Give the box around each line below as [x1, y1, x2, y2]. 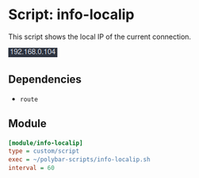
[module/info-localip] [8, 139, 83, 147]
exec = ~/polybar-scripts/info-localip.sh [8, 156, 151, 164]
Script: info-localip [8, 6, 135, 24]
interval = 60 [8, 164, 55, 172]
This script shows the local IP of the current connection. [8, 32, 192, 41]
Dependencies [8, 73, 82, 87]
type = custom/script [8, 147, 80, 156]
